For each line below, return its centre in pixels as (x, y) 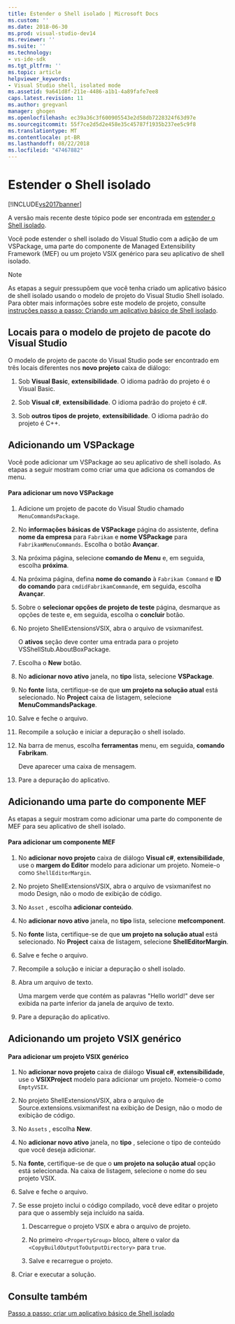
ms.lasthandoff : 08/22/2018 (49, 144)
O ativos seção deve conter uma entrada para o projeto (98, 641)
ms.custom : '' (29, 20)
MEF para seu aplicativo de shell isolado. (67, 826)
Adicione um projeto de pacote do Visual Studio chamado (101, 508)
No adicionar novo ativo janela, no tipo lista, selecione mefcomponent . (122, 920)
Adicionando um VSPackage (71, 445)
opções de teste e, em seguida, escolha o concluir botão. (101, 614)
